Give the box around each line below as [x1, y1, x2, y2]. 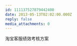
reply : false [5, 16, 32, 21]
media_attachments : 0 [5, 21, 50, 26]
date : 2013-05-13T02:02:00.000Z [5, 12, 72, 17]
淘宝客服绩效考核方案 [5, 35, 49, 41]
